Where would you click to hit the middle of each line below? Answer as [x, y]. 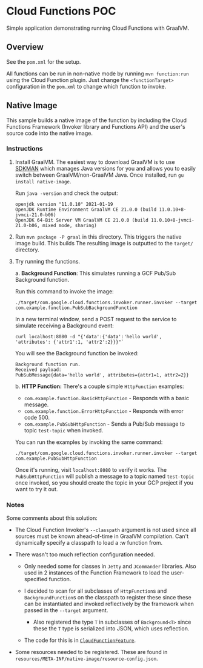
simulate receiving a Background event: [64, 325]
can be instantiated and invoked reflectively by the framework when [109, 604]
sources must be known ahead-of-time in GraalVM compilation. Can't [102, 536]
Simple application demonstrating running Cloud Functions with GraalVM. [98, 28]
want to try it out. [36, 489]
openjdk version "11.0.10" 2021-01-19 [64, 204]
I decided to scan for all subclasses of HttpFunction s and [95, 591]
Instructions [25, 149]
